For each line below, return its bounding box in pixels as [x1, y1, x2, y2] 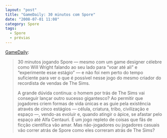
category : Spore [5, 21, 39, 27]
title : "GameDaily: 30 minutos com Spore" [5, 12, 96, 17]
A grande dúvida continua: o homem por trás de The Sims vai [17, 90, 145, 96]
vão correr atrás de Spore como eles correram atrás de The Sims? [17, 127, 155, 133]
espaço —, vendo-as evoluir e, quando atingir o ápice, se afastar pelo [17, 111, 162, 117]
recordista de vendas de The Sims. [17, 80, 90, 86]
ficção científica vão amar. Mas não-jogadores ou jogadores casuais [17, 121, 160, 128]
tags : [5, 26, 17, 31]
